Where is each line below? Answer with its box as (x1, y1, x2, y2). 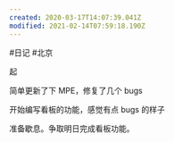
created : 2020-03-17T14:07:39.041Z (9, 13, 142, 22)
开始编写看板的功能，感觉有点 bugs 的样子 (9, 104, 165, 114)
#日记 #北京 (9, 46, 54, 58)
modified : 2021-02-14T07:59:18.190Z (9, 21, 145, 30)
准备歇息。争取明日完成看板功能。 (9, 122, 135, 134)
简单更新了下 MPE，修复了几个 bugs (9, 85, 143, 96)
